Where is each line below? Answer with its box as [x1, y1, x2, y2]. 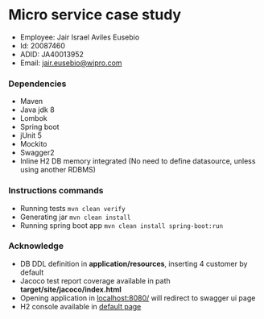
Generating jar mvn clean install [19, 212, 131, 222]
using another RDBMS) [19, 165, 97, 175]
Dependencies [8, 78, 67, 89]
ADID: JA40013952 [19, 49, 85, 59]
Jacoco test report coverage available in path [19, 275, 171, 285]
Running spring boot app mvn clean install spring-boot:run [19, 220, 224, 230]
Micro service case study [8, 6, 182, 24]
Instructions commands [8, 185, 104, 197]
